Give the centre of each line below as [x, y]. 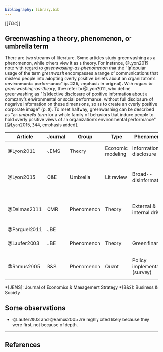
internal [141, 213]
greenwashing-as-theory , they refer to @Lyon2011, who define [68, 89]
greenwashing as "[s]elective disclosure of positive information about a [76, 94]
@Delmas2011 [25, 209]
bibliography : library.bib [32, 9]
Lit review [116, 177]
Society [13, 293]
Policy [139, 260]
